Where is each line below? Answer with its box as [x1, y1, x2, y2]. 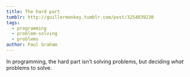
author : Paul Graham [6, 42, 58, 48]
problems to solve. [6, 64, 52, 71]
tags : [6, 20, 20, 25]
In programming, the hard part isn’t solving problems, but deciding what [6, 57, 184, 65]
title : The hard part [6, 8, 61, 15]
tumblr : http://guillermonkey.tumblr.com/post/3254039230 [6, 14, 154, 20]
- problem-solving [11, 31, 58, 37]
